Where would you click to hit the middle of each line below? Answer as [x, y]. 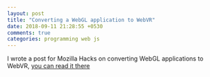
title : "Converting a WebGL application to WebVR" [81, 20]
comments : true [29, 33]
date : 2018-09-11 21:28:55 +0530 [55, 26]
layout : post [26, 13]
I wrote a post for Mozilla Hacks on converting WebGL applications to [105, 58]
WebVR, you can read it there [49, 66]
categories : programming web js [53, 39]
